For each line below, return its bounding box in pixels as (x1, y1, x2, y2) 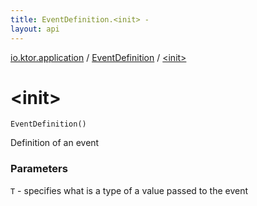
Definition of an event (10, 137, 100, 149)
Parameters (10, 162, 68, 176)
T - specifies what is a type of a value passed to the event (10, 184, 249, 196)
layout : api (10, 24, 60, 34)
